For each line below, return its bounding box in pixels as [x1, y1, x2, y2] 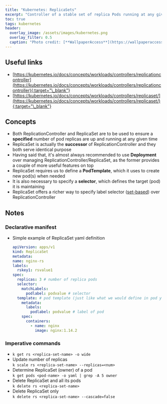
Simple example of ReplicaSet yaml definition [12, 235, 105, 241]
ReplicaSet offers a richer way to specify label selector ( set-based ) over [12, 189, 160, 195]
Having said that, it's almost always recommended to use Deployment [12, 152, 157, 158]
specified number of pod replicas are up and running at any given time [12, 136, 158, 142]
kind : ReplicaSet [12, 249, 49, 254]
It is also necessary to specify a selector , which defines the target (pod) [12, 178, 161, 184]
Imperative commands [5, 340, 61, 347]
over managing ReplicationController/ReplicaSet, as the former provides [12, 157, 160, 163]
